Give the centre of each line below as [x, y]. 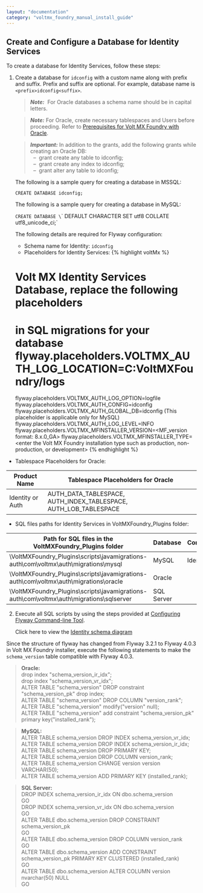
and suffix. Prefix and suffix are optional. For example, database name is [105, 84]
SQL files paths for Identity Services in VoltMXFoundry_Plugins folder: [102, 524]
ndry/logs [40, 382]
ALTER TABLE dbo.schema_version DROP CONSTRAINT [90, 820]
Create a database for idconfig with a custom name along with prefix [101, 78]
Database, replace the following [96, 290]
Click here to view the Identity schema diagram [74, 632]
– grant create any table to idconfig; [78, 158]
